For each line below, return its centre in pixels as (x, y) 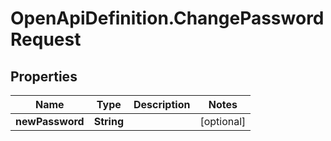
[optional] (223, 121)
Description (162, 104)
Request (46, 39)
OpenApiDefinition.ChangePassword (167, 18)
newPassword (50, 121)
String (108, 121)
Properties (44, 76)
